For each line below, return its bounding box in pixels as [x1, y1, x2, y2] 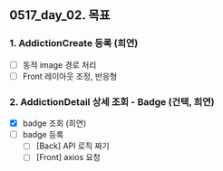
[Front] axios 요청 [35, 152, 102, 163]
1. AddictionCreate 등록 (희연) [9, 37, 139, 50]
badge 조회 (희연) [22, 118, 87, 128]
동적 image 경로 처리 [22, 59, 97, 70]
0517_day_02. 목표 [9, 7, 111, 24]
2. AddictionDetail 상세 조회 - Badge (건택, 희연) [9, 95, 215, 108]
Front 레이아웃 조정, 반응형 [22, 71, 118, 81]
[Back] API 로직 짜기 [35, 140, 111, 151]
